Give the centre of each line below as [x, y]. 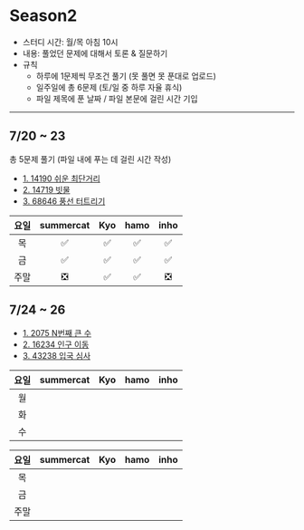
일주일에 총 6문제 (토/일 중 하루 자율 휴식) [109, 87]
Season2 [43, 16]
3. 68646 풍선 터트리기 [64, 201]
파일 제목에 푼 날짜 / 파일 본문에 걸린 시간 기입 [117, 98]
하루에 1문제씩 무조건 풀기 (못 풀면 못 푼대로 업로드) [126, 76]
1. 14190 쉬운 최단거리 [62, 178]
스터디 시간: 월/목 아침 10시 [70, 42]
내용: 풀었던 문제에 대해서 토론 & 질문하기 [95, 53]
